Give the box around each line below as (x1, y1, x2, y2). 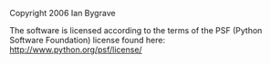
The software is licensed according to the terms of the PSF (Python (9, 25, 263, 35)
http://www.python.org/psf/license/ (9, 44, 143, 55)
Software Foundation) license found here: (9, 35, 166, 45)
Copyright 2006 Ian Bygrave (9, 8, 116, 18)
